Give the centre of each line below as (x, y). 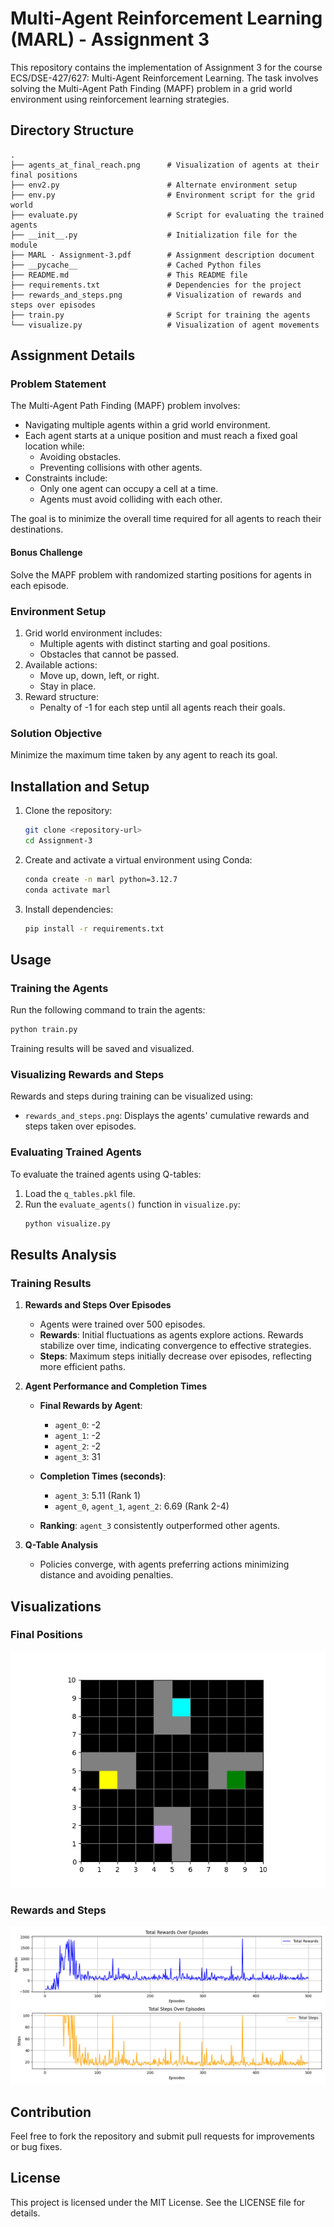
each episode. (40, 585)
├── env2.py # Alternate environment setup (154, 185)
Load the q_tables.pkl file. (80, 1193)
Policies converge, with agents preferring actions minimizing (164, 1564)
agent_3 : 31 (77, 1457)
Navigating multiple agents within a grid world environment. (147, 425)
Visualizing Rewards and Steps (87, 1074)
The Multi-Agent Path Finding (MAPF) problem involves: (125, 406)
